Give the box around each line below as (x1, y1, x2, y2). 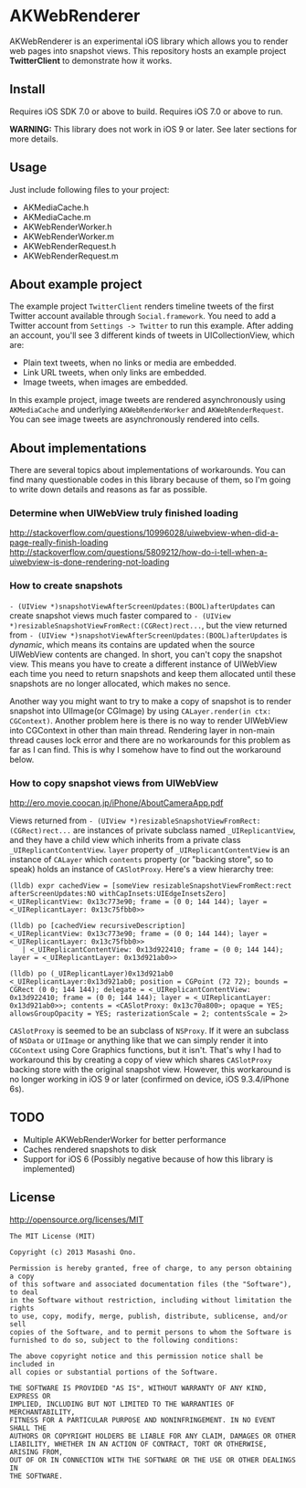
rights (9, 1303, 35, 1313)
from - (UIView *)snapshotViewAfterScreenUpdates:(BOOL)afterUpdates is (9, 629, 288, 640)
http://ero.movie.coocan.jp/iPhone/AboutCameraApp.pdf (9, 797, 224, 808)
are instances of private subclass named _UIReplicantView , (72, 825, 296, 836)
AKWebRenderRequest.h (22, 240, 117, 251)
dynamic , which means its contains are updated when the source (9, 638, 256, 649)
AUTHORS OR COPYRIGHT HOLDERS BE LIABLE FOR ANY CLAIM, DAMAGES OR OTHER (9, 1431, 297, 1441)
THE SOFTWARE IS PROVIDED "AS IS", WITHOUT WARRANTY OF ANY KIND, (9, 1383, 268, 1393)
